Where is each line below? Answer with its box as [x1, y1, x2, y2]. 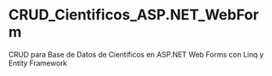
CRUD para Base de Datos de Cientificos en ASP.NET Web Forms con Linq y [8, 49, 264, 59]
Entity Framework [8, 58, 67, 68]
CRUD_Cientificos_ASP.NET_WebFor [8, 6, 260, 24]
